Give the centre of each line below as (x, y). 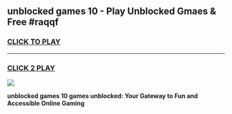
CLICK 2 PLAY (31, 68)
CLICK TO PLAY (34, 42)
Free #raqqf (33, 22)
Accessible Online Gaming (46, 103)
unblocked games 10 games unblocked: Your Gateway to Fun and (103, 95)
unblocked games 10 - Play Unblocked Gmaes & (112, 11)
